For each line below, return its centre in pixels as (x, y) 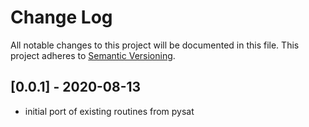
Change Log (61, 17)
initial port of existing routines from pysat (109, 111)
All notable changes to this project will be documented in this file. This (155, 45)
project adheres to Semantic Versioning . (93, 55)
